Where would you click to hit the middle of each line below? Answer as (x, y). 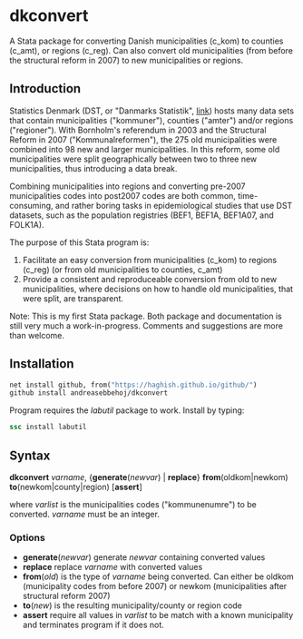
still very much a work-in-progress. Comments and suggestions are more (147, 325)
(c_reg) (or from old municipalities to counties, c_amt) (122, 270)
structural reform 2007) (66, 596)
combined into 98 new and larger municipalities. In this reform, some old (145, 149)
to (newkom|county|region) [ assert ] (76, 487)
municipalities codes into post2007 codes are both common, (122, 195)
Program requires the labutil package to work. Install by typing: (127, 410)
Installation (42, 364)
